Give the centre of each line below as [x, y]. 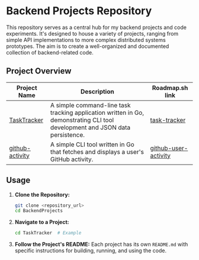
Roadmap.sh [170, 88]
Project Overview [39, 71]
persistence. [67, 134]
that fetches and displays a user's [97, 152]
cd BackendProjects [39, 211]
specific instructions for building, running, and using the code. [91, 251]
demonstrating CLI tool [82, 120]
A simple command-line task [91, 105]
